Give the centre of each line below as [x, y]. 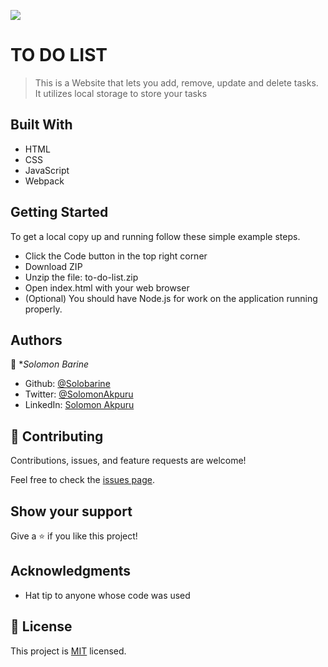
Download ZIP [53, 266]
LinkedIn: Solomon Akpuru [79, 405]
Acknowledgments [71, 571]
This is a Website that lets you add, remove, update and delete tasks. [176, 82]
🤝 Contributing [57, 436]
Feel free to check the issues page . [82, 480]
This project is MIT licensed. [68, 651]
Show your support [71, 511]
